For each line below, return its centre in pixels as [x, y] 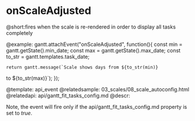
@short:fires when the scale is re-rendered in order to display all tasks [91, 27]
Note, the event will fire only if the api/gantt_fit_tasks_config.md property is [97, 106]
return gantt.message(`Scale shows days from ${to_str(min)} [82, 67]
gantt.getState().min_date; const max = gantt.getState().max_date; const [93, 50]
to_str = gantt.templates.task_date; [48, 56]
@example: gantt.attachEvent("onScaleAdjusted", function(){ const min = [94, 44]
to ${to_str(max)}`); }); [33, 78]
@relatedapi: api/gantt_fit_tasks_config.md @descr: [68, 95]
